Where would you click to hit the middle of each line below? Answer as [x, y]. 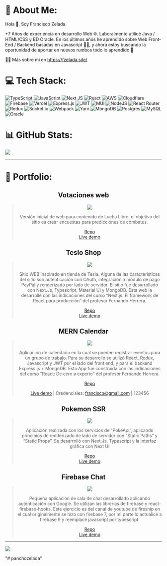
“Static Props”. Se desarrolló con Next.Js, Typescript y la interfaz [90, 441]
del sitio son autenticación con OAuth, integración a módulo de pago [90, 279]
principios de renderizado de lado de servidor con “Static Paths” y [89, 436]
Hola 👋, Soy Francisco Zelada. [36, 24]
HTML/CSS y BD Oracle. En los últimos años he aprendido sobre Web [76, 39]
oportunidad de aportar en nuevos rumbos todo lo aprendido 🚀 [69, 50]
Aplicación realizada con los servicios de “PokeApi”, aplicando [89, 430]
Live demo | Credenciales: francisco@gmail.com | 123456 [90, 393]
